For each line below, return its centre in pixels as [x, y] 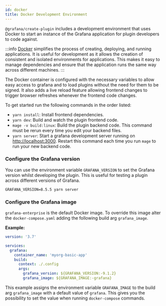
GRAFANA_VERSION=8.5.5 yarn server [42, 189]
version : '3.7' [21, 237]
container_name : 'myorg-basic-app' [51, 255]
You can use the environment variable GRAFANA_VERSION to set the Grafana [80, 170]
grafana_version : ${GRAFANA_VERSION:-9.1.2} [70, 274]
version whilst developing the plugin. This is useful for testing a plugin [76, 175]
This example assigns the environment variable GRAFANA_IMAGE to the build [80, 287]
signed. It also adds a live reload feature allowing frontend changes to [76, 90]
